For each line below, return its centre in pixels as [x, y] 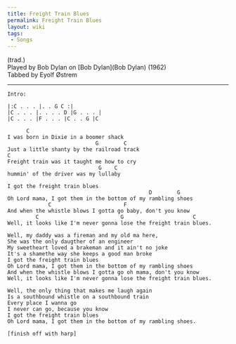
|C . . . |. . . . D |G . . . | [54, 113]
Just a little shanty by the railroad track [73, 150]
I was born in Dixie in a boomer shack [66, 138]
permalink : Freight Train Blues [54, 20]
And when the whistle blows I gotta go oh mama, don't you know [103, 272]
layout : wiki [26, 27]
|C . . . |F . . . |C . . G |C [53, 119]
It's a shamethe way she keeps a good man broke [80, 254]
